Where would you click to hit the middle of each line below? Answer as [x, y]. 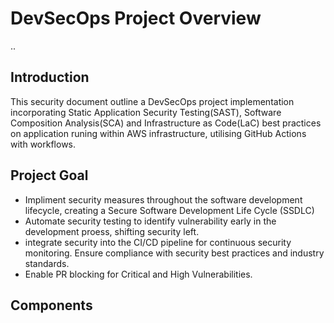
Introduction [50, 77]
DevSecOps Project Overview [136, 18]
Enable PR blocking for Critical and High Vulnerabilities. [138, 274]
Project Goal [49, 175]
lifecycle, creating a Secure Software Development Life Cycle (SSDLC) [169, 210]
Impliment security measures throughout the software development [163, 199]
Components [51, 305]
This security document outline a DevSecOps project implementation [152, 101]
